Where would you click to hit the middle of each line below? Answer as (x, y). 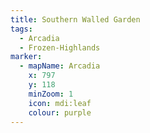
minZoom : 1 (51, 94)
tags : (21, 29)
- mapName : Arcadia (60, 66)
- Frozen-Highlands (60, 47)
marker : (26, 57)
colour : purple (60, 112)
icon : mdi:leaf (60, 103)
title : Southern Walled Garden (75, 19)
